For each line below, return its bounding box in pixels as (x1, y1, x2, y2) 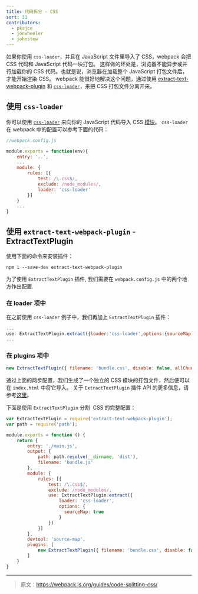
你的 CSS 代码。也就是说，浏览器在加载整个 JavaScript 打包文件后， (21, 68, 188, 74)
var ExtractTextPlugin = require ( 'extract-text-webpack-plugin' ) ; (6, 416, 173, 422)
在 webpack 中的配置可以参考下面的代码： (6, 125, 109, 133)
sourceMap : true (64, 509, 104, 515)
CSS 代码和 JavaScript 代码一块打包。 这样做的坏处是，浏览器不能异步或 (6, 60, 183, 67)
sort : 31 (6, 14, 28, 20)
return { (16, 437, 38, 443)
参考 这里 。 (6, 391, 32, 399)
